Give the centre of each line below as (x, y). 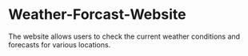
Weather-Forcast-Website (97, 15)
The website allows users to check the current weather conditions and (124, 36)
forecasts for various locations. (60, 44)
